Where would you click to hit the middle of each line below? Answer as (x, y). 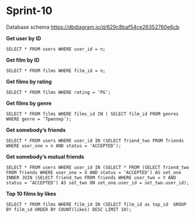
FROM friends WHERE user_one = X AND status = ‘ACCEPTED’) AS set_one (94, 172)
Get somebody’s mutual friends (45, 156)
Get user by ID (24, 38)
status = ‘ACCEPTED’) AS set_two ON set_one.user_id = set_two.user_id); (98, 183)
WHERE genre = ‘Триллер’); (39, 119)
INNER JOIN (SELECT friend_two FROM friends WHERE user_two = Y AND (91, 178)
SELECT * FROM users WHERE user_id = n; (56, 49)
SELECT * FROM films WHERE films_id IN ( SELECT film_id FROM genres (93, 114)
